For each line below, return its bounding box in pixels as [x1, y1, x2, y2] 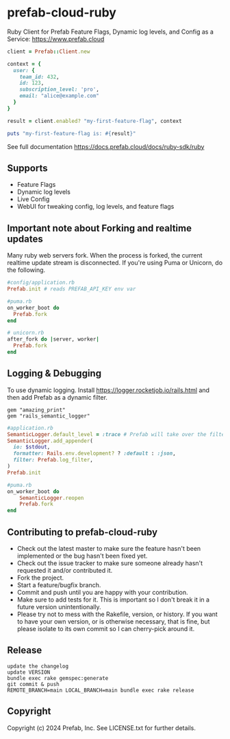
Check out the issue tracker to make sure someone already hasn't [16, 558, 203, 567]
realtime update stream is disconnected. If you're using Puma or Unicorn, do [7, 259, 223, 267]
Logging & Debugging [7, 367, 101, 379]
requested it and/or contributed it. [16, 566, 113, 574]
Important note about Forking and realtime [7, 222, 192, 234]
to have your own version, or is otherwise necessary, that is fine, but [16, 617, 210, 626]
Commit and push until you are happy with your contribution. [16, 588, 188, 596]
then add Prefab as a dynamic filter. [7, 393, 108, 401]
